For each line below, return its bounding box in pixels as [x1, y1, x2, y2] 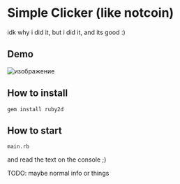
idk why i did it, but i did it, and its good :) [7, 28, 126, 36]
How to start [7, 125, 62, 136]
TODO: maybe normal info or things [7, 169, 110, 178]
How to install [7, 87, 68, 99]
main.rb [7, 143, 30, 150]
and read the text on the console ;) [7, 155, 107, 164]
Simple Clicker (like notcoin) [7, 5, 174, 21]
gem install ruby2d [7, 106, 64, 113]
